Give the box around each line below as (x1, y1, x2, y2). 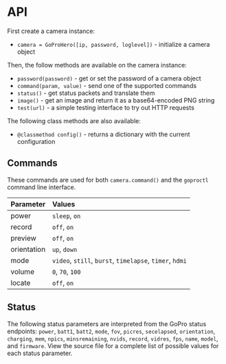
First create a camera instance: (7, 27, 95, 35)
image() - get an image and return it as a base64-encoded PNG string (16, 96, 215, 104)
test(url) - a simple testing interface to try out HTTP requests (16, 103, 194, 111)
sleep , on (52, 211, 81, 220)
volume (10, 266, 34, 276)
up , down (52, 244, 78, 254)
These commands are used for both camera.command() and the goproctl (7, 175, 209, 184)
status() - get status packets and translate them (16, 89, 155, 97)
